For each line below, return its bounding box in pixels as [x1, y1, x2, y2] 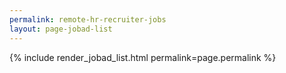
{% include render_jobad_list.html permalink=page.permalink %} [9, 51, 277, 63]
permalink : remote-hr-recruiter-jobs [9, 14, 167, 25]
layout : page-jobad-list [9, 24, 113, 34]
